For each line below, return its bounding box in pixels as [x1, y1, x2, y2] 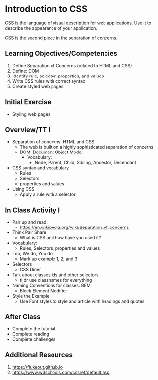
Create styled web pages [12, 83, 64, 89]
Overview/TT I [5, 125, 51, 134]
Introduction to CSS [5, 3, 88, 15]
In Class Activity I [5, 206, 60, 214]
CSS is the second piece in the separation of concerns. [5, 35, 118, 41]
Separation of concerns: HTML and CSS [12, 139, 95, 145]
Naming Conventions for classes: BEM [12, 282, 91, 289]
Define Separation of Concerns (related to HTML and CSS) [12, 62, 132, 68]
